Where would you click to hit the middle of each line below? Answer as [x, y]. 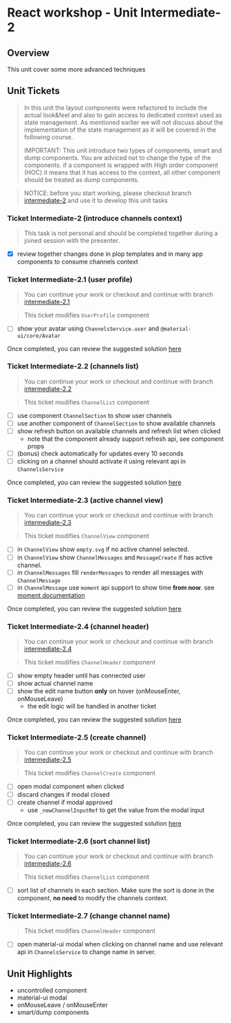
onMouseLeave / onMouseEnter [62, 1005]
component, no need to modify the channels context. [92, 898]
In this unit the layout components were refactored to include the [115, 108]
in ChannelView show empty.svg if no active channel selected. [103, 549]
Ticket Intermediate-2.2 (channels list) [73, 366]
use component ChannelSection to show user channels [95, 415]
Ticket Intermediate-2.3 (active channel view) [85, 500]
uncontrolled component [52, 991]
